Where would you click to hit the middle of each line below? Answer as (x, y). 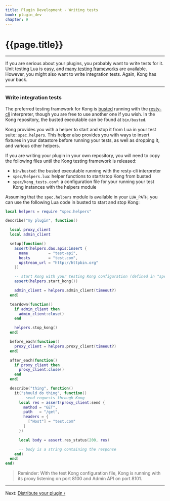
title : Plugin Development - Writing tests (52, 10)
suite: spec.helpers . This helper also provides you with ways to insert (77, 135)
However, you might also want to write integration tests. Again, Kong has (81, 74)
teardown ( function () (31, 304)
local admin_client (30, 234)
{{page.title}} (34, 45)
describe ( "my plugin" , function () (42, 221)
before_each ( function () (35, 342)
